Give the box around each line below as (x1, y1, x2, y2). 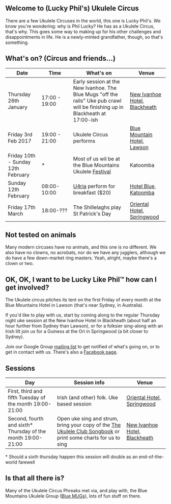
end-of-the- (138, 454, 164, 460)
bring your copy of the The (56, 421, 121, 428)
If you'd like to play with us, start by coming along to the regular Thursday (5, 312, 160, 318)
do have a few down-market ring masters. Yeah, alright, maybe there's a (5, 255, 157, 261)
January (8, 103, 28, 110)
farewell (18, 459, 35, 465)
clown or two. (5, 260, 34, 267)
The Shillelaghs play (73, 204, 121, 211)
